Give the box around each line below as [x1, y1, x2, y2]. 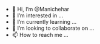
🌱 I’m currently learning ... [12, 18, 77, 25]
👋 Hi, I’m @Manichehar [12, 6, 70, 12]
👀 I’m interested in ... [12, 12, 64, 19]
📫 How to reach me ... [12, 32, 68, 38]
